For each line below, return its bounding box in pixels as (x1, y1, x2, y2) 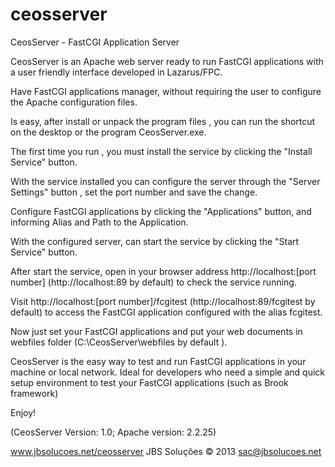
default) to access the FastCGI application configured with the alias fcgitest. (10, 306, 323, 318)
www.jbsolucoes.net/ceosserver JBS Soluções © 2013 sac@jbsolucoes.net (10, 445, 322, 457)
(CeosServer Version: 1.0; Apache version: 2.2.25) (10, 426, 217, 438)
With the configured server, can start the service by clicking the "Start (10, 235, 300, 247)
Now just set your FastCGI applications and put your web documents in (10, 325, 303, 337)
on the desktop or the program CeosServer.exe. (10, 126, 207, 138)
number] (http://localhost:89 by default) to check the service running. (10, 276, 297, 288)
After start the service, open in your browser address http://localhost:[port (10, 265, 317, 277)
